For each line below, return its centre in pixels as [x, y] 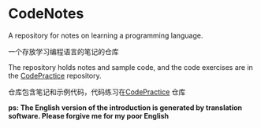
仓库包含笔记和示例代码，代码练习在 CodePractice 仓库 [97, 92]
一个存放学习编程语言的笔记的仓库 [63, 51]
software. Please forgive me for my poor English [89, 115]
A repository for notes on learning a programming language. [106, 35]
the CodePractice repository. [55, 75]
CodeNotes [46, 14]
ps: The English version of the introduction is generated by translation [125, 108]
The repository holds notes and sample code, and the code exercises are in [131, 67]
